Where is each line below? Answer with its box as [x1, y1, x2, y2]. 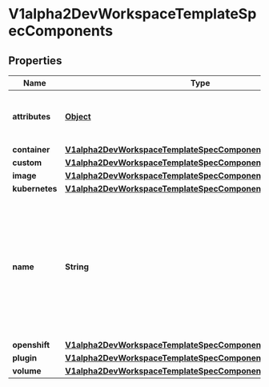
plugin [12, 353, 38, 363]
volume [12, 365, 42, 377]
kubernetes [12, 183, 58, 194]
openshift [12, 340, 50, 350]
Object [65, 111, 91, 122]
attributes [12, 111, 50, 122]
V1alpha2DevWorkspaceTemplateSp [8, 5, 257, 23]
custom [12, 157, 42, 168]
